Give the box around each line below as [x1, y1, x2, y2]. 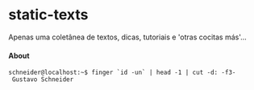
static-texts [8, 6, 89, 24]
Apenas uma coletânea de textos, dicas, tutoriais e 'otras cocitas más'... [8, 32, 248, 42]
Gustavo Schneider [11, 76, 74, 84]
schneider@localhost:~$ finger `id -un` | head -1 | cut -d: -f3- [8, 68, 236, 77]
